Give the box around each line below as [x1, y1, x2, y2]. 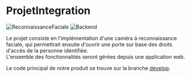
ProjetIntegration [6, 4, 91, 17]
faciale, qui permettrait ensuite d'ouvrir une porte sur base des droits [6, 41, 173, 48]
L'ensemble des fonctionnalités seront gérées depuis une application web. [6, 53, 186, 60]
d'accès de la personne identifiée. [6, 47, 88, 54]
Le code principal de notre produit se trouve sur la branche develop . [6, 64, 171, 71]
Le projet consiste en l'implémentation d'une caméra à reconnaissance [6, 34, 178, 41]
